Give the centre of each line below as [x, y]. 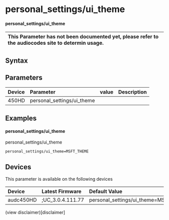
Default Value [105, 191]
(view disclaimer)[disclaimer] [35, 212]
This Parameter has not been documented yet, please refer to [83, 37]
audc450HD [22, 200]
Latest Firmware [62, 191]
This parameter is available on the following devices [59, 179]
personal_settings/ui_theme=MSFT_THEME [47, 152]
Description [132, 92]
